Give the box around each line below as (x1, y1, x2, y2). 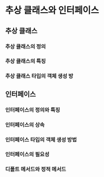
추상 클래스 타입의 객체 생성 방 (5, 73, 74, 80)
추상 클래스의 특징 (5, 58, 46, 65)
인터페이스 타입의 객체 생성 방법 (5, 136, 77, 143)
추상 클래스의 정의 (5, 43, 46, 50)
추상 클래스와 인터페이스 (5, 5, 99, 16)
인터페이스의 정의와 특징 (5, 106, 61, 113)
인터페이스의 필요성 (5, 151, 49, 158)
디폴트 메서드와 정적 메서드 (5, 166, 67, 173)
